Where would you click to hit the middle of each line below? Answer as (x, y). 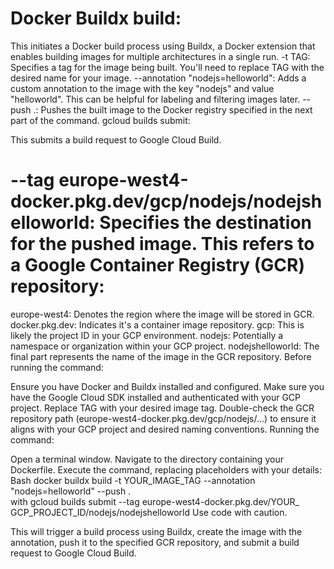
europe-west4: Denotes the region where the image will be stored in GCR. (162, 314)
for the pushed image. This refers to (162, 244)
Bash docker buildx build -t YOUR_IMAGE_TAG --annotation (133, 480)
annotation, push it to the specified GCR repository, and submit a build (155, 542)
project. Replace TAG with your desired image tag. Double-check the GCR (162, 408)
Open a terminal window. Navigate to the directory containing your (147, 459)
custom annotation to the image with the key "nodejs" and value (142, 88)
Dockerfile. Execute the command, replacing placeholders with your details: (166, 469)
